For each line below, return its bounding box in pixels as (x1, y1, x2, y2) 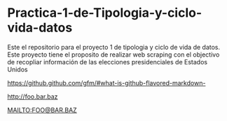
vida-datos (7, 20, 73, 36)
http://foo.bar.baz (7, 92, 58, 101)
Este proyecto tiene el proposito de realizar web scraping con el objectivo (7, 50, 220, 59)
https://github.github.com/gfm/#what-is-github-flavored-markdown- (7, 78, 206, 87)
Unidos (7, 65, 28, 73)
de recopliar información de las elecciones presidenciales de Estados (7, 57, 208, 66)
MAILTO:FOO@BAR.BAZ (7, 106, 77, 114)
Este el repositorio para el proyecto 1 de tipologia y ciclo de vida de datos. (7, 43, 221, 51)
